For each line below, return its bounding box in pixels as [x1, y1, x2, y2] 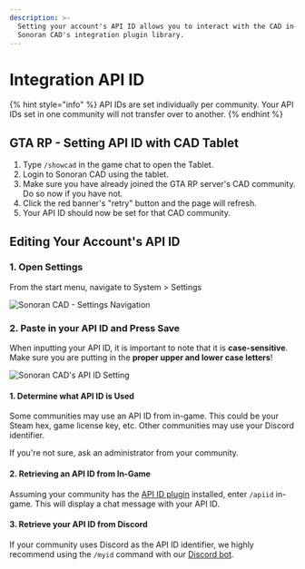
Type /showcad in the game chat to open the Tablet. [22, 160, 214, 171]
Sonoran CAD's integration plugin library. [17, 30, 184, 39]
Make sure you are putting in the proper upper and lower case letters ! [9, 352, 273, 363]
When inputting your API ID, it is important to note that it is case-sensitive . [9, 342, 289, 354]
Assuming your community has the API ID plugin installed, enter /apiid [9, 488, 274, 499]
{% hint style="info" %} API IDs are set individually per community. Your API [9, 99, 294, 110]
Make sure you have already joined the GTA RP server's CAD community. [22, 179, 296, 190]
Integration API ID [9, 69, 145, 90]
